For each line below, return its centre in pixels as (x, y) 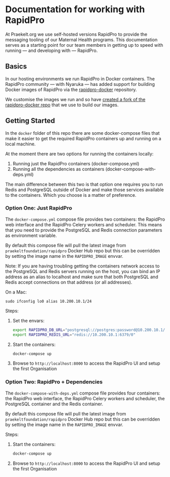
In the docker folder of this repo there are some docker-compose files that (82, 133)
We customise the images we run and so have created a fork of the (75, 99)
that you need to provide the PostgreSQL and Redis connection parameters (84, 230)
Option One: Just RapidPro (39, 208)
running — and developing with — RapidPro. (52, 50)
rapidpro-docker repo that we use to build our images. (62, 105)
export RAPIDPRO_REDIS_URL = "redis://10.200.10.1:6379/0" (74, 335)
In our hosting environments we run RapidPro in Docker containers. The (80, 79)
